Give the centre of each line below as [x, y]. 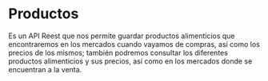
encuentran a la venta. [45, 69]
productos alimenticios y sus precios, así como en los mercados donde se [130, 61]
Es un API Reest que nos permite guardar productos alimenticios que [122, 36]
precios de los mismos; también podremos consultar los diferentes [118, 52]
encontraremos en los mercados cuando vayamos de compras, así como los [134, 44]
